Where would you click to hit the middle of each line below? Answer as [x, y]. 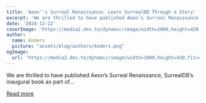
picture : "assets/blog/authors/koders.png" [68, 47]
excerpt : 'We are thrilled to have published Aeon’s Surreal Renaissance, [104, 18]
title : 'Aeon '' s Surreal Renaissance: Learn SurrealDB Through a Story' [101, 12]
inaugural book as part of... [40, 82]
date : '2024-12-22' [31, 23]
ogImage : [17, 52]
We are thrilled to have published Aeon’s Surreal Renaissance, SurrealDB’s [100, 75]
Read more [20, 93]
